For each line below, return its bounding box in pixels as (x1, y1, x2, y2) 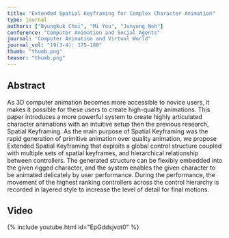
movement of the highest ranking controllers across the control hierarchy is (7, 178, 219, 186)
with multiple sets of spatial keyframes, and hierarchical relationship (7, 148, 199, 157)
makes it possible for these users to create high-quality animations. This (7, 105, 211, 114)
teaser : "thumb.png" (7, 55, 66, 62)
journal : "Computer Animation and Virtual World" (7, 36, 152, 42)
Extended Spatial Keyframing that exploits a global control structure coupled (7, 142, 222, 150)
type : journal (7, 16, 48, 23)
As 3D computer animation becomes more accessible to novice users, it (7, 98, 210, 106)
